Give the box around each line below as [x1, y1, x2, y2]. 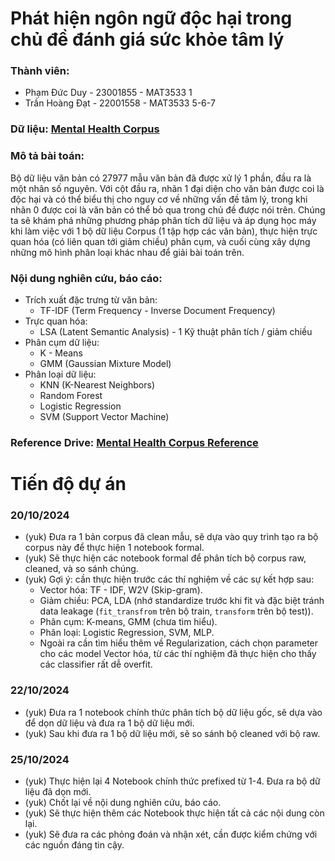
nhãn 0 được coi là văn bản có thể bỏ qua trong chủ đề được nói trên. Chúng [10, 203, 326, 216]
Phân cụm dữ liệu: [24, 337, 100, 348]
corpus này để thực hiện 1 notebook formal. [24, 542, 205, 554]
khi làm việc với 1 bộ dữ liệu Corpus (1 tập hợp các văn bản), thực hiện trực [10, 225, 318, 237]
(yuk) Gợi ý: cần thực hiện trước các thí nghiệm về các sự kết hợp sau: [24, 573, 315, 586]
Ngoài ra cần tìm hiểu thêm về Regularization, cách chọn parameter [39, 637, 319, 649]
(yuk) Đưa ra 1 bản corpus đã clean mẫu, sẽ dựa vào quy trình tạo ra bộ [24, 531, 319, 543]
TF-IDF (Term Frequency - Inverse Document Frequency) [39, 305, 276, 316]
